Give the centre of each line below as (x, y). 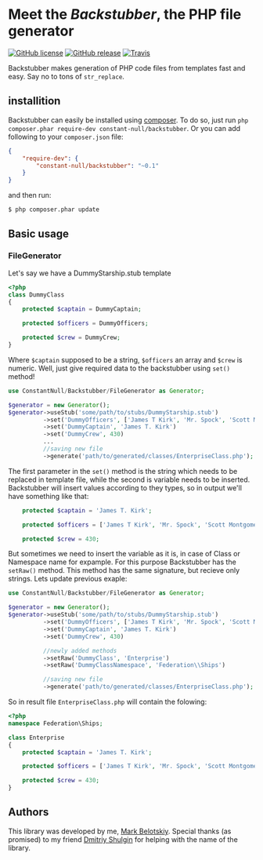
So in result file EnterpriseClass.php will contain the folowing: (108, 702)
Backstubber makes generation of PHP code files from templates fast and (127, 67)
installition (34, 101)
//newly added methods (80, 650)
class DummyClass (36, 295)
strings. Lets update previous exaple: (68, 579)
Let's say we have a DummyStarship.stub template (90, 273)
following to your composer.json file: (66, 137)
